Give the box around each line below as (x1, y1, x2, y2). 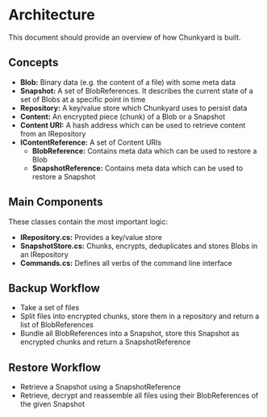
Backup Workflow (8, 281, 101, 295)
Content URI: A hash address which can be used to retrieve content (19, 120, 246, 130)
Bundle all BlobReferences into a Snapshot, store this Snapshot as (19, 329, 240, 339)
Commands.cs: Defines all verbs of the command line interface (19, 258, 232, 267)
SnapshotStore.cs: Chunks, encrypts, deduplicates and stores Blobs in (19, 241, 258, 251)
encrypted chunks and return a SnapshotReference (19, 337, 191, 347)
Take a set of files (19, 303, 80, 313)
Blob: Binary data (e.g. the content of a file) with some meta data (19, 77, 236, 86)
